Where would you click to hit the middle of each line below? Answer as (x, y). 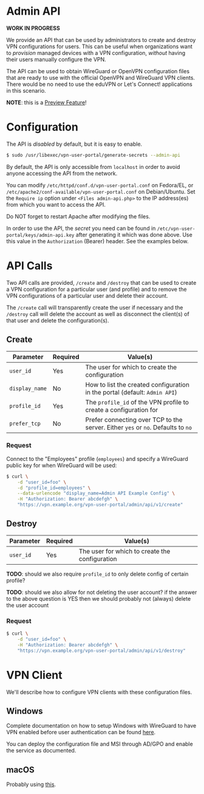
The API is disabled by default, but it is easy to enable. (74, 144)
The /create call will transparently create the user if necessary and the (95, 307)
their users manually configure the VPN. (56, 59)
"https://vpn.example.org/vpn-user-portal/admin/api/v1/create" (100, 505)
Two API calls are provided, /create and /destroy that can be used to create (101, 282)
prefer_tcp (25, 423)
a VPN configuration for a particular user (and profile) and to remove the (97, 289)
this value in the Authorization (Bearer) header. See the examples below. (98, 241)
